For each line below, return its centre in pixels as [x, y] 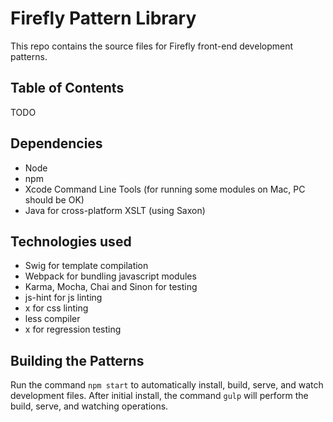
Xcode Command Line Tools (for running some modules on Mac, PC [165, 189]
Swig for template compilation [86, 266]
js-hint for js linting [63, 298]
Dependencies [56, 143]
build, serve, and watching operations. [89, 406]
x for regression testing [73, 329]
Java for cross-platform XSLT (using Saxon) [115, 210]
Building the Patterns [77, 360]
